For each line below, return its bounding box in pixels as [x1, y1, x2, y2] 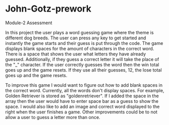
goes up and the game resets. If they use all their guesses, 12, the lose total [5, 67, 162, 73]
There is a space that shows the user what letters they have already [5, 51, 146, 57]
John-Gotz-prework [5, 3, 92, 15]
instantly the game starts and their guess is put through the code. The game [5, 40, 163, 46]
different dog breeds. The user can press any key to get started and [5, 35, 146, 41]
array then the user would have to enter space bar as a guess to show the [5, 98, 159, 104]
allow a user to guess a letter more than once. [5, 114, 100, 120]
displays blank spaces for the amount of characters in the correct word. [5, 45, 154, 51]
